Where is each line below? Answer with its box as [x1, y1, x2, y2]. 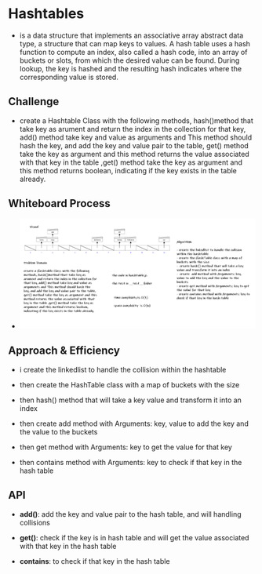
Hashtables [8, 5, 85, 23]
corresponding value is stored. [19, 72, 119, 82]
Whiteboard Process [8, 197, 111, 210]
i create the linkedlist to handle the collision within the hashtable [19, 365, 227, 374]
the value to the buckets [19, 427, 98, 436]
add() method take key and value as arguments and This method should [19, 133, 253, 142]
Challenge [8, 95, 60, 108]
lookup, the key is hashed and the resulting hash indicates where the [19, 64, 242, 73]
